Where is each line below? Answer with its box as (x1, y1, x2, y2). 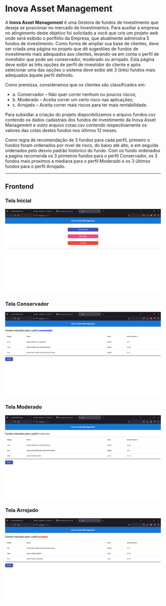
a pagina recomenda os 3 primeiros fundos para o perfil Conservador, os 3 (5, 152, 158, 159)
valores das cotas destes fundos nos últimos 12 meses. (5, 127, 118, 133)
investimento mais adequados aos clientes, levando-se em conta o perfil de (5, 51, 160, 57)
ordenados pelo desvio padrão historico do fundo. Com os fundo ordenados (5, 147, 161, 153)
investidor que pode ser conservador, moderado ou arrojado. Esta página (5, 56, 155, 62)
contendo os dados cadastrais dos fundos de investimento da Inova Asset (5, 117, 156, 123)
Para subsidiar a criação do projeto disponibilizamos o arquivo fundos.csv (5, 111, 156, 117)
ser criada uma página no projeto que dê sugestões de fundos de (5, 46, 138, 52)
